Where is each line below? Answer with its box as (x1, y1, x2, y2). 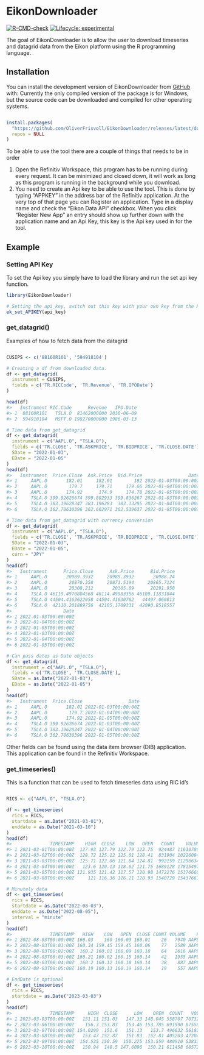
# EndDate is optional (6, 976, 64, 982)
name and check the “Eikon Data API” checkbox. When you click (15, 205, 177, 212)
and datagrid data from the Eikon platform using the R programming (6, 43, 176, 50)
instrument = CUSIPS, (12, 377, 67, 383)
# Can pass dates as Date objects (6, 653, 94, 659)
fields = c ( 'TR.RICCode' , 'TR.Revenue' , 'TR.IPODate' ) (12, 382, 154, 388)
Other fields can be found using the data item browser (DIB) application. (6, 743, 186, 750)
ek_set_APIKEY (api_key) (6, 309, 67, 315)
